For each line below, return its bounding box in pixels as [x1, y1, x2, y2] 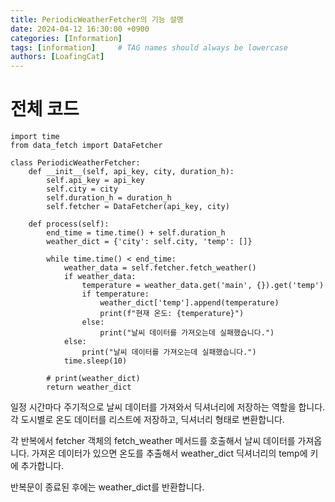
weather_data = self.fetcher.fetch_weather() [63, 263, 257, 273]
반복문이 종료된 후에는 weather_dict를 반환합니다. [10, 481, 205, 493]
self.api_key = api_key [46, 176, 145, 186]
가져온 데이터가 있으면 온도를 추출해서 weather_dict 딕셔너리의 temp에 [31, 447, 308, 460]
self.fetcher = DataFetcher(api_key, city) [46, 202, 230, 212]
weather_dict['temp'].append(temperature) [99, 298, 280, 308]
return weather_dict [46, 382, 132, 393]
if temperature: [81, 289, 150, 300]
